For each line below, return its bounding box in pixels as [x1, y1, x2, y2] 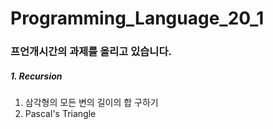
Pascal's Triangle [24, 108, 97, 120]
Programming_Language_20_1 [10, 7, 265, 30]
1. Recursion [10, 70, 63, 82]
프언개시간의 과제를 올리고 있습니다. [10, 45, 172, 59]
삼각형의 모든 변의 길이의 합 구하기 [24, 97, 159, 109]
